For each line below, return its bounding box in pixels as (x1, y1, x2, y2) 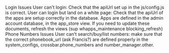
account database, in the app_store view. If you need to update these (5, 20, 150, 26)
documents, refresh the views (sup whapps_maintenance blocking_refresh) (5, 26, 163, 32)
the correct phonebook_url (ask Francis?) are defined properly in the (5, 36, 149, 42)
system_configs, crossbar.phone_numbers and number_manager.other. (5, 42, 154, 47)
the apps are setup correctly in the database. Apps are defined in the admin (5, 15, 164, 21)
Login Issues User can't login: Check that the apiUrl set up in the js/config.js (5, 5, 164, 10)
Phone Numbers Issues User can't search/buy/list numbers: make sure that (5, 31, 162, 37)
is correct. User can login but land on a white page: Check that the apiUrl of (5, 10, 163, 16)
